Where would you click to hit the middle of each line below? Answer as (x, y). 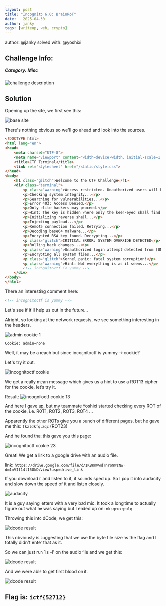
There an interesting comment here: (41, 291)
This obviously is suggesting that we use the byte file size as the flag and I (81, 538)
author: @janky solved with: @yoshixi (43, 42)
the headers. (18, 325)
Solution (18, 99)
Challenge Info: (29, 58)
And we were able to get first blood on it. (46, 572)
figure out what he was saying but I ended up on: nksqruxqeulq (69, 509)
